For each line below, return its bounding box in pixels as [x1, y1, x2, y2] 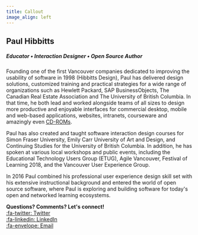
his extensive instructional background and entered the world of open [6, 179, 177, 186]
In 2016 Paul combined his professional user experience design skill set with [6, 173, 193, 180]
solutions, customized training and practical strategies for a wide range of [6, 80, 187, 87]
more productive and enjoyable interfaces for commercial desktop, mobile [6, 105, 187, 113]
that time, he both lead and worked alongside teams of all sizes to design [6, 99, 185, 106]
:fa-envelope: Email [6, 222, 54, 229]
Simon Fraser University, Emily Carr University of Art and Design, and [6, 136, 176, 143]
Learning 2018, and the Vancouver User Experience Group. [6, 161, 150, 168]
